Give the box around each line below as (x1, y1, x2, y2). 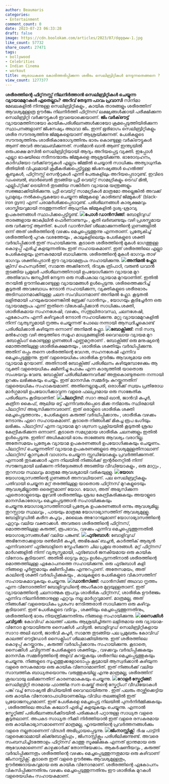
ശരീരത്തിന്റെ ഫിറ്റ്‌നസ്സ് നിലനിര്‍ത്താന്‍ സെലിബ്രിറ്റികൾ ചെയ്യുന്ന (5, 91, 136, 97)
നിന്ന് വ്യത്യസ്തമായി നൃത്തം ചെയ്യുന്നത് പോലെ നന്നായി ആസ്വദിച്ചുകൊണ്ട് (5, 320, 155, 326)
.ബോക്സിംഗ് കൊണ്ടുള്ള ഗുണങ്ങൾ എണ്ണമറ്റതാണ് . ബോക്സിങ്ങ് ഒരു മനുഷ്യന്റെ (5, 337, 159, 343)
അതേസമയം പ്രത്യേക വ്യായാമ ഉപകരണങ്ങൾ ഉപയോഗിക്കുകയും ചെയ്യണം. (5, 440, 161, 446)
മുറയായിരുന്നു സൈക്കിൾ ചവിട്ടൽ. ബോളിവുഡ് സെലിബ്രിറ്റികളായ (22, 624, 158, 630)
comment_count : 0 (5, 21, 42, 27)
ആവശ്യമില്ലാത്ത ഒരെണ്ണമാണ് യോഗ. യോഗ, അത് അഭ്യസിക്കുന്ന (5, 486, 138, 492)
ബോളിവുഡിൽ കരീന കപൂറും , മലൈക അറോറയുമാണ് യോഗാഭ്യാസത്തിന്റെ (5, 514, 160, 520)
